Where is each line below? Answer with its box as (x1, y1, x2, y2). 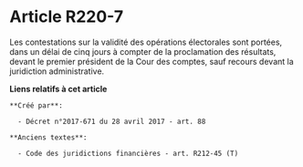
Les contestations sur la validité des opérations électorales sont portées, (9, 37, 283, 47)
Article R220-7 (9, 6, 124, 27)
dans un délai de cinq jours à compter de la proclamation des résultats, (9, 46, 277, 57)
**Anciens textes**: (9, 132, 89, 142)
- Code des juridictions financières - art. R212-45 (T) (17, 149, 239, 158)
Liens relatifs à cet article (9, 83, 108, 94)
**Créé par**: (9, 100, 64, 110)
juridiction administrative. (9, 66, 105, 77)
